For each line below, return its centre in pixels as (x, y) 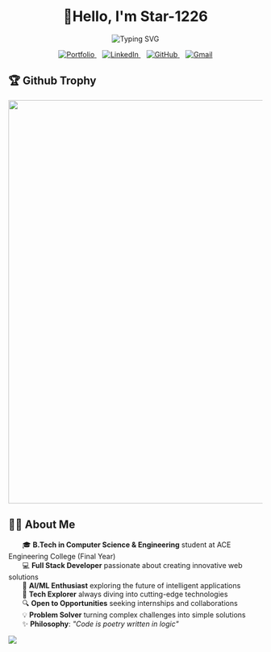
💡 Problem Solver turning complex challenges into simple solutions (134, 614)
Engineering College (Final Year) (62, 556)
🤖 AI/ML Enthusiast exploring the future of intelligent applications (131, 585)
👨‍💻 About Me (42, 525)
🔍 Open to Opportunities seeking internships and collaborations (130, 603)
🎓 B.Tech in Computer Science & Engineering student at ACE (127, 545)
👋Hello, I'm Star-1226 (135, 17)
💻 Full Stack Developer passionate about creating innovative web (132, 565)
